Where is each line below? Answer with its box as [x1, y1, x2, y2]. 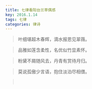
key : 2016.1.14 [5, 12, 38, 17]
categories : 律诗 [5, 21, 41, 27]
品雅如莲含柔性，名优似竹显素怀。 [17, 47, 90, 53]
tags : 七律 [5, 17, 27, 22]
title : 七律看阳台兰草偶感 [5, 7, 56, 13]
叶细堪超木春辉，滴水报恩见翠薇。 [17, 36, 90, 42]
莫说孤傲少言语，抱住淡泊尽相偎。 [17, 69, 90, 75]
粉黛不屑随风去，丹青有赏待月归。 [17, 58, 90, 64]
